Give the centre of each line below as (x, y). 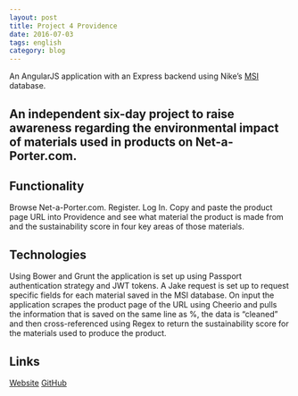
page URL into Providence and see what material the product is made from (146, 217)
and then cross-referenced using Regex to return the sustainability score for (149, 324)
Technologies (48, 254)
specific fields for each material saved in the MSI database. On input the (142, 295)
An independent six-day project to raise (122, 114)
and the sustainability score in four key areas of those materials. (127, 227)
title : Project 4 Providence (63, 26)
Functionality (47, 185)
